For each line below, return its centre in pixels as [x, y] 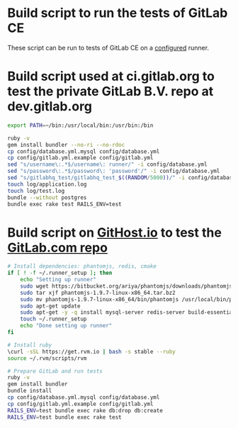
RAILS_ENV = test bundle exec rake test [64, 417]
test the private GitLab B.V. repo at [110, 92]
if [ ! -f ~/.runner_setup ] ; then [60, 273]
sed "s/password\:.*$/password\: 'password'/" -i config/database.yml [114, 171]
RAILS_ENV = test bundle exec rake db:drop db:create [85, 410]
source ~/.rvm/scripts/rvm [47, 358]
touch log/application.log [47, 184]
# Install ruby [30, 345]
